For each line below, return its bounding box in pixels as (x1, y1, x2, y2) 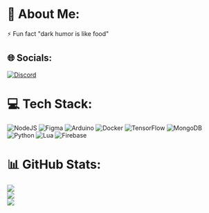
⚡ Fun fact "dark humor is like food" (7, 29, 109, 37)
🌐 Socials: (7, 52, 53, 64)
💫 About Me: (7, 6, 80, 22)
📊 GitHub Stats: (7, 156, 102, 172)
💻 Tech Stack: (7, 96, 93, 111)
